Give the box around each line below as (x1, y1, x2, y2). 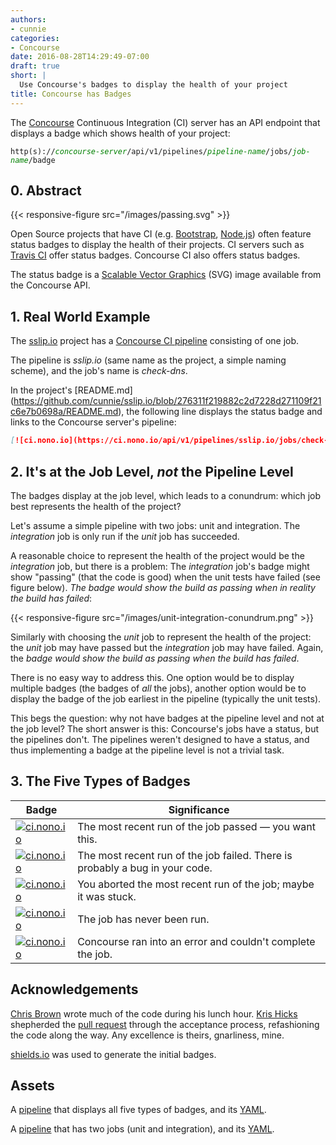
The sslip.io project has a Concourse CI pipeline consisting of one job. (10, 335, 300, 347)
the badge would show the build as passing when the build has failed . (10, 652, 300, 664)
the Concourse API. (10, 279, 91, 291)
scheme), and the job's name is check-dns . (10, 365, 188, 377)
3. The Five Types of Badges (10, 773, 191, 790)
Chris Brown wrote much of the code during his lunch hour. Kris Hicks (10, 1007, 298, 1020)
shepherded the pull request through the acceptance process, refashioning (10, 1018, 320, 1030)
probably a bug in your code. (77, 861, 213, 875)
